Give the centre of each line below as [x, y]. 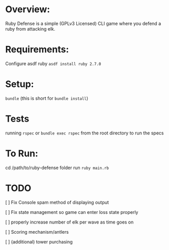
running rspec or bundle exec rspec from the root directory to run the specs [84, 133]
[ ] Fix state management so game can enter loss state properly [72, 212]
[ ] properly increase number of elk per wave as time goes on [69, 222]
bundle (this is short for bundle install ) [47, 98]
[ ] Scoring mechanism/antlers [37, 232]
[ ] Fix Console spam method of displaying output [57, 202]
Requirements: [37, 50]
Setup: [20, 84]
